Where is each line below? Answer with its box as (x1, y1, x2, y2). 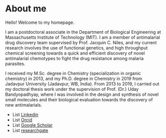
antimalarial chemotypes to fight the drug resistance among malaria (5, 55, 144, 61)
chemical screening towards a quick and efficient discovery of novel (5, 50, 145, 56)
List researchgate (12, 127, 49, 133)
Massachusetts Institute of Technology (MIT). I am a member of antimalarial (5, 34, 160, 40)
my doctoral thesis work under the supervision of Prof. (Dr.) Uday (5, 86, 139, 92)
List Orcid (12, 117, 32, 123)
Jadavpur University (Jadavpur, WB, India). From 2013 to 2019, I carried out (5, 80, 160, 87)
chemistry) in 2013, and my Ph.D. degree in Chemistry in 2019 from (5, 75, 143, 81)
